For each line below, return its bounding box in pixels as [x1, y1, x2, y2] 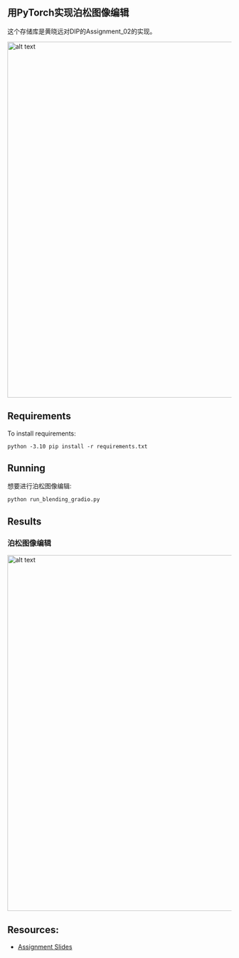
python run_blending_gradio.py [7, 496, 100, 503]
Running [7, 462, 46, 475]
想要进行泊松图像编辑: [7, 482, 73, 490]
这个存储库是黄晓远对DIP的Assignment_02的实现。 [7, 27, 156, 36]
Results [7, 515, 42, 527]
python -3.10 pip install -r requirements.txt [7, 443, 148, 450]
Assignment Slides [17, 942, 73, 951]
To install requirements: [7, 429, 76, 438]
